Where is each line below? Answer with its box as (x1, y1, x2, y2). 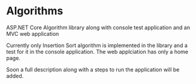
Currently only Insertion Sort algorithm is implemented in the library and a (6, 42, 188, 49)
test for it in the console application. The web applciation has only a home (6, 48, 189, 55)
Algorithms (6, 4, 64, 18)
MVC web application (6, 30, 59, 37)
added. (6, 72, 24, 79)
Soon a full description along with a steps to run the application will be (6, 66, 180, 73)
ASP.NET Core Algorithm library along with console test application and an (6, 24, 191, 31)
